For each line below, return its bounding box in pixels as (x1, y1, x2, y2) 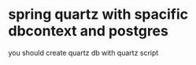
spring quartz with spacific (8, 5, 189, 23)
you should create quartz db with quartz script (8, 48, 159, 57)
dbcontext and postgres (8, 22, 169, 40)
